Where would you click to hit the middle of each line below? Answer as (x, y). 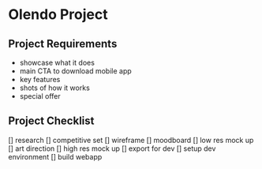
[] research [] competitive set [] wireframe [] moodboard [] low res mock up (131, 140)
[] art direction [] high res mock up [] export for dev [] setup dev (112, 148)
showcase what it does (57, 62)
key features (40, 79)
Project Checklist (51, 121)
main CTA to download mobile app (75, 71)
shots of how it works (55, 88)
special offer (40, 96)
